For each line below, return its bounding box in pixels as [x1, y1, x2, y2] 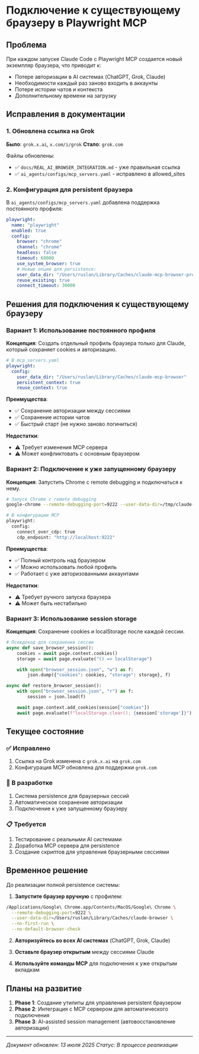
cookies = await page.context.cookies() [17, 650, 118, 656]
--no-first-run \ [11, 921, 54, 927]
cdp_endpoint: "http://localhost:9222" [17, 534, 115, 540]
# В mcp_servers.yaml [6, 357, 60, 363]
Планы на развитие [6, 983, 82, 994]
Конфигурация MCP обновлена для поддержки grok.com [14, 764, 157, 771]
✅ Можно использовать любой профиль [14, 563, 117, 570]
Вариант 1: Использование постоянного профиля [6, 326, 156, 334]
